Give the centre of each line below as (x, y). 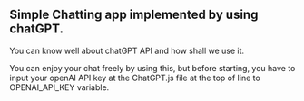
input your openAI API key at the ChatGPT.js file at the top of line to (135, 78)
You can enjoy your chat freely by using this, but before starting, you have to (152, 68)
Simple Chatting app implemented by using (134, 15)
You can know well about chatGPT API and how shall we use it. (127, 50)
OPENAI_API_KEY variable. (59, 87)
